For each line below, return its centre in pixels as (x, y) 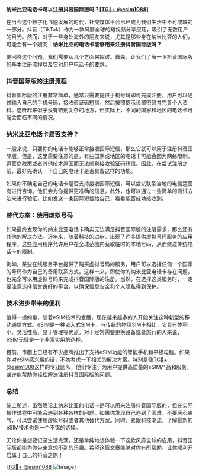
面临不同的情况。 (37, 118)
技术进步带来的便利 (33, 303)
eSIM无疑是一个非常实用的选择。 (46, 340)
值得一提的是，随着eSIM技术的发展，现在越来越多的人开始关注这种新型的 (95, 317)
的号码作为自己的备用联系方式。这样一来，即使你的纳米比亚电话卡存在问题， (99, 271)
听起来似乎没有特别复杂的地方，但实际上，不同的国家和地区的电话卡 (105, 110)
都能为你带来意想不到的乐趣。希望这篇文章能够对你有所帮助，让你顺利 (102, 447)
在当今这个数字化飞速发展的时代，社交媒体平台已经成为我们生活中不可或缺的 (99, 22)
